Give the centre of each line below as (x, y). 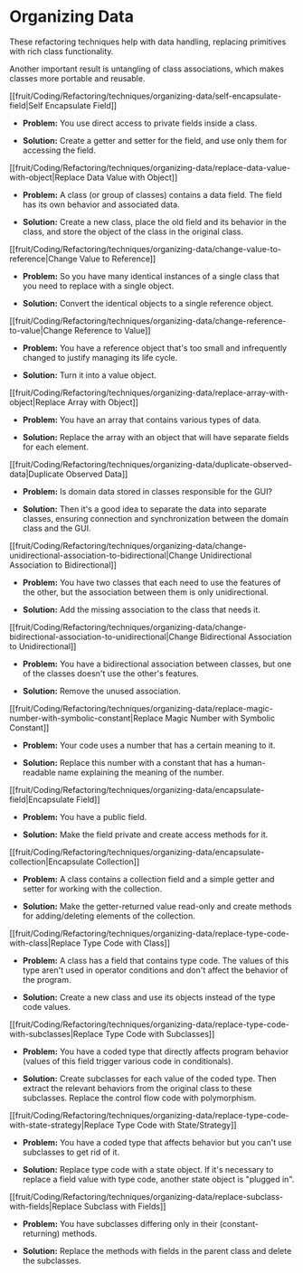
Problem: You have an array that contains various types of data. (142, 420)
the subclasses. (52, 1260)
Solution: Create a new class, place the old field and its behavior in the (155, 222)
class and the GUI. (57, 528)
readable (39, 772)
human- (251, 762)
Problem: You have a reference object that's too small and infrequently (155, 348)
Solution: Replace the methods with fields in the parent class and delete (157, 1250)
